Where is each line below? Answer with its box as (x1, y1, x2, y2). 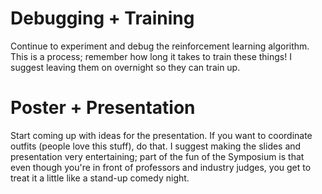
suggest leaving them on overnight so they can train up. (10, 61, 241, 73)
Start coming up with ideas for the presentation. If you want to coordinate (10, 129, 313, 141)
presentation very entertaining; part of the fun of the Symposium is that (10, 150, 305, 162)
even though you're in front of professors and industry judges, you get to (10, 161, 312, 173)
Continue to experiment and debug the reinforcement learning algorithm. (10, 40, 310, 52)
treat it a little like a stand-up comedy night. (10, 172, 190, 184)
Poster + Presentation (10, 97, 196, 119)
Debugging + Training (10, 7, 195, 30)
